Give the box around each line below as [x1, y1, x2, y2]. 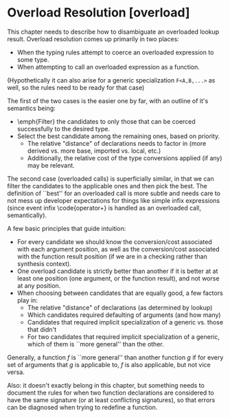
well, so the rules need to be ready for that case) [7, 83, 145, 91]
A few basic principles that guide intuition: [7, 224, 126, 232]
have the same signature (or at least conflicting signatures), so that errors [7, 395, 216, 404]
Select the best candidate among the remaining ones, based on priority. [16, 132, 220, 140]
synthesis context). [16, 259, 72, 267]
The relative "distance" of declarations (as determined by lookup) [27, 303, 213, 311]
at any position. [16, 281, 61, 289]
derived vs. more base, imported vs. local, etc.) [27, 146, 161, 155]
